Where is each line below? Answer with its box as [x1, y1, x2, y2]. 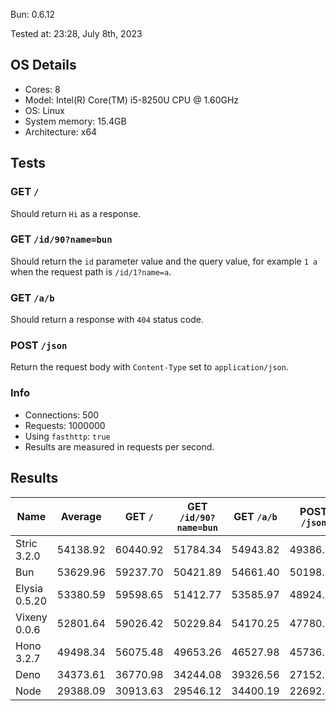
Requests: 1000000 [24, 419, 106, 431]
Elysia [15, 581, 43, 595]
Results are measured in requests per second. [24, 440, 215, 453]
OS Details [10, 57, 77, 74]
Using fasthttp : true [24, 430, 111, 442]
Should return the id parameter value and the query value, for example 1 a [10, 255, 318, 267]
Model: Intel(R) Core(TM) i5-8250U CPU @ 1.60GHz [24, 94, 240, 106]
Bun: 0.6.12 [10, 9, 56, 20]
